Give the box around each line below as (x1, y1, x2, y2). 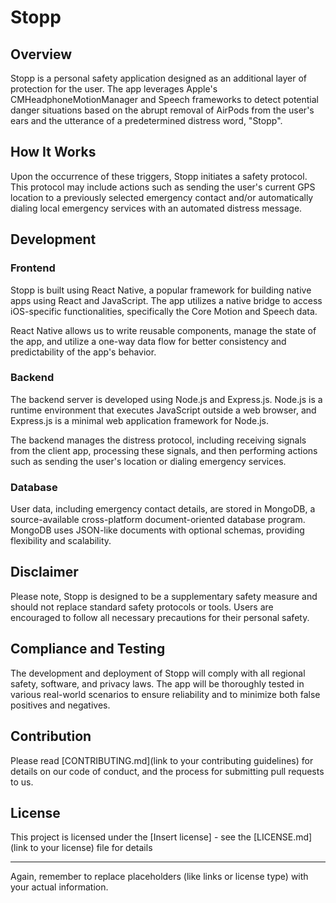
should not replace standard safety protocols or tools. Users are (10, 601, 274, 613)
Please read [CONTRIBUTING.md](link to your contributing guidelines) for (10, 754, 314, 766)
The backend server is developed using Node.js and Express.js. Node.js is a (10, 393, 323, 405)
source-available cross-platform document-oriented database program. (10, 514, 306, 526)
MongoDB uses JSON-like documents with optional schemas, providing (10, 524, 305, 536)
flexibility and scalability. (10, 535, 112, 547)
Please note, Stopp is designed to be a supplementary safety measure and (10, 590, 318, 602)
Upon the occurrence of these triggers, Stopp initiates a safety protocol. (10, 170, 308, 182)
